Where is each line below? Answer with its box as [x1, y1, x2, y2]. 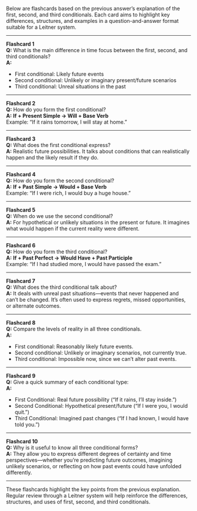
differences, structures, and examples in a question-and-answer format [6, 18, 179, 24]
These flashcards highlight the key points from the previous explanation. [6, 486, 181, 493]
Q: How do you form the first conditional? [6, 106, 106, 113]
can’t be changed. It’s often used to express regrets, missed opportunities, [6, 296, 186, 303]
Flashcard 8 [6, 319, 36, 326]
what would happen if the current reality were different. [6, 225, 140, 232]
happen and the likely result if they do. [6, 154, 98, 161]
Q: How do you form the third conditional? [6, 248, 107, 255]
